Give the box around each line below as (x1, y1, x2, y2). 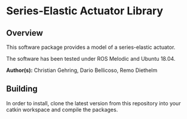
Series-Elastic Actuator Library (6, 4, 163, 18)
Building (6, 84, 38, 94)
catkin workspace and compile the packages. (6, 106, 118, 113)
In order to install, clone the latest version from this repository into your (6, 99, 181, 107)
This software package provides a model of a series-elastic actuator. (6, 43, 176, 51)
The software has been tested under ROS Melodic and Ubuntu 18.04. (6, 55, 176, 62)
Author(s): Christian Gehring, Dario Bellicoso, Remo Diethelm (6, 67, 158, 74)
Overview (6, 28, 44, 38)
